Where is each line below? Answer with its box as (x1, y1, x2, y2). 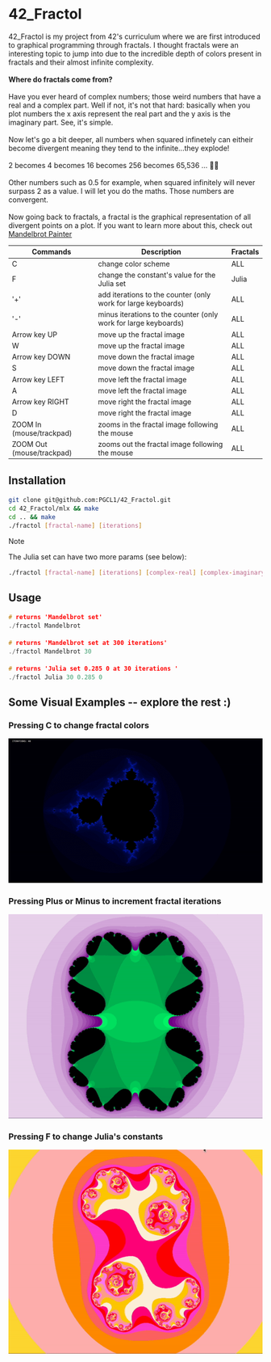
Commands (31, 247, 72, 257)
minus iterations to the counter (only (98, 310, 219, 319)
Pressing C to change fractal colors (8, 719, 149, 731)
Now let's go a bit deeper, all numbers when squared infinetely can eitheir (8, 134, 254, 144)
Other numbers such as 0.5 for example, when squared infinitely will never (8, 177, 256, 187)
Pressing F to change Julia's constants (8, 1131, 164, 1142)
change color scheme (98, 259, 171, 268)
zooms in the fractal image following (98, 420, 219, 429)
